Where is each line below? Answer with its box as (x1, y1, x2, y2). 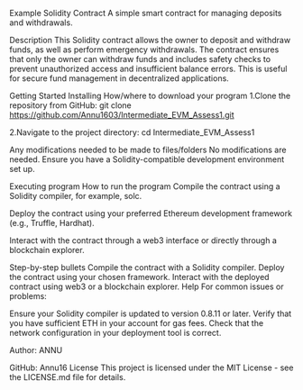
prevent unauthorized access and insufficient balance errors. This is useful (9, 63, 288, 74)
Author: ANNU (9, 345, 63, 355)
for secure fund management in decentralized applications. (9, 73, 230, 84)
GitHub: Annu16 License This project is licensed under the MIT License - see (9, 362, 294, 373)
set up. (9, 164, 35, 174)
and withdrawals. (9, 17, 74, 28)
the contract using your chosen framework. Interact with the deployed (9, 272, 270, 282)
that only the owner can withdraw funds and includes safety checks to (9, 54, 271, 64)
